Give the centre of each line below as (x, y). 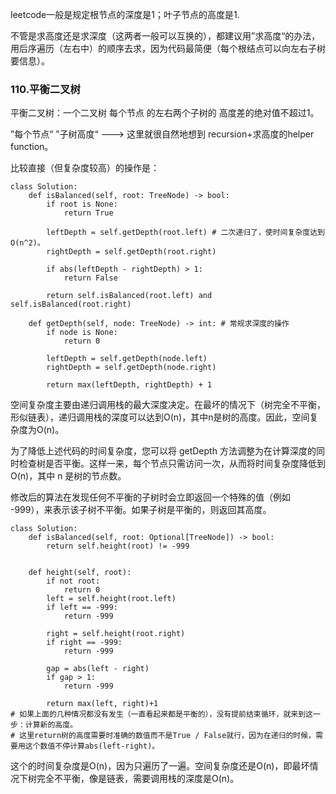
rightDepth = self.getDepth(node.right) (131, 368)
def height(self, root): (80, 573)
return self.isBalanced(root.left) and (129, 296)
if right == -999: (84, 643)
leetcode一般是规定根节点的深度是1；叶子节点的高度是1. (125, 14)
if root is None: (82, 204)
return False (90, 278)
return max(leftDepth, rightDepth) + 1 (129, 385)
